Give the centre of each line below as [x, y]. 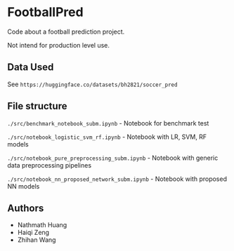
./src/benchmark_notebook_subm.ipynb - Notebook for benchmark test [108, 123]
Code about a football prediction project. [66, 32]
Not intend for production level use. [59, 45]
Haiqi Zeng [33, 233]
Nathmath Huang [42, 225]
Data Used [31, 67]
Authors [26, 208]
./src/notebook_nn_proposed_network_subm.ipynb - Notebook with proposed [117, 179]
